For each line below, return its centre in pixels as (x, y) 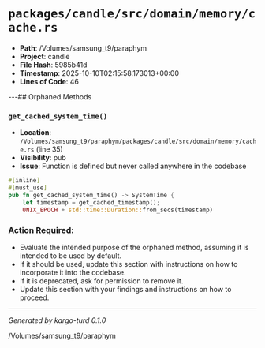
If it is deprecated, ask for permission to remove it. (101, 281)
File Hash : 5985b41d (53, 65)
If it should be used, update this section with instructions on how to (129, 264)
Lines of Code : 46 (49, 81)
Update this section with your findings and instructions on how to (125, 289)
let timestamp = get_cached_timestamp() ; (91, 202)
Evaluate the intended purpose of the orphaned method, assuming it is (134, 247)
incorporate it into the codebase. (73, 272)
